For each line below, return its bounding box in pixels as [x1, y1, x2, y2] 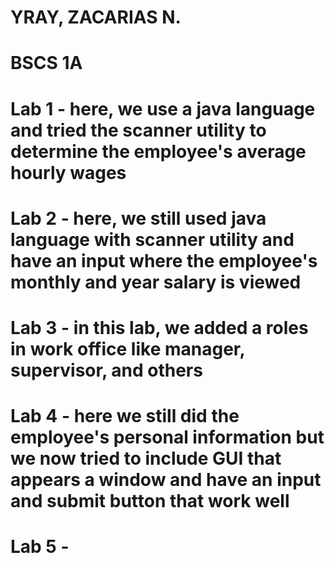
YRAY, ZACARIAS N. [10, 6, 182, 29]
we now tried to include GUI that [10, 447, 282, 470]
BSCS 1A [10, 52, 83, 75]
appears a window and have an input [10, 469, 322, 491]
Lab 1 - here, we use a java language [10, 97, 316, 120]
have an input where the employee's [10, 249, 318, 272]
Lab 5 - [10, 536, 70, 558]
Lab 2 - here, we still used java [10, 207, 267, 230]
